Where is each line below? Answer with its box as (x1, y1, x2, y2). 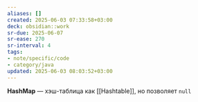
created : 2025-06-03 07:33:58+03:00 (7, 17, 113, 23)
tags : (7, 49, 23, 56)
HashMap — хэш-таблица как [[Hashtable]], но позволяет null (7, 87, 192, 95)
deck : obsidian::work (7, 23, 70, 30)
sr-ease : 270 (7, 36, 45, 43)
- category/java (7, 61, 54, 68)
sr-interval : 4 (7, 42, 51, 49)
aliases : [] (7, 10, 42, 17)
